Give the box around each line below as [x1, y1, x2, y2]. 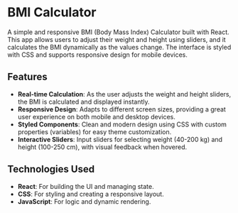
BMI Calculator [7, 4, 97, 21]
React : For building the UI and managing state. [17, 182, 154, 190]
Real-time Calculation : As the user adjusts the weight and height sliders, [17, 89, 232, 98]
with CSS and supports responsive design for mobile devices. [7, 50, 188, 59]
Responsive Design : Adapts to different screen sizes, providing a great [17, 104, 226, 114]
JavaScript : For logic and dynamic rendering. [17, 197, 151, 206]
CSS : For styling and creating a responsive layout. [17, 190, 165, 198]
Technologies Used [7, 163, 94, 175]
